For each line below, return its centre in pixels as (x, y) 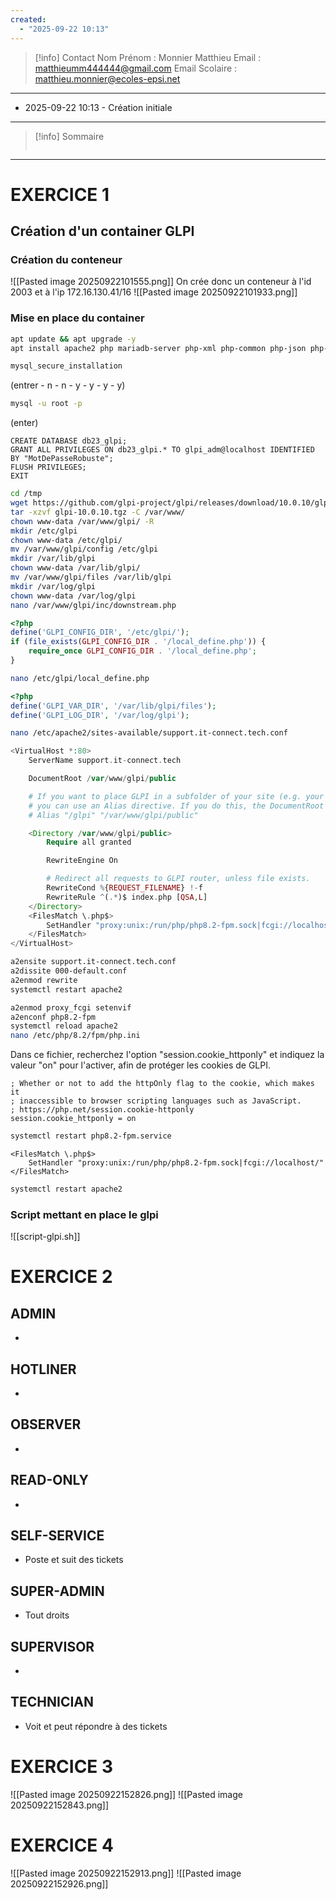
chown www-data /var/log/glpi (73, 596)
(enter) (24, 423)
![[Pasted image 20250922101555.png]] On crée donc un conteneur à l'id (161, 282)
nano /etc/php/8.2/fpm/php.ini (75, 1036)
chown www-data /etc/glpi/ (66, 540)
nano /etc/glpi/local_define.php (80, 678)
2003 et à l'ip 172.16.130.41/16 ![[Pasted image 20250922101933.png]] (154, 292)
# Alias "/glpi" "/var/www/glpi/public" (113, 815)
